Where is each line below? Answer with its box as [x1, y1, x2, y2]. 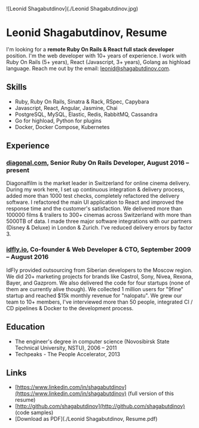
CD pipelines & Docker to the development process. [6, 304, 134, 311]
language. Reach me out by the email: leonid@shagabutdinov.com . [6, 65, 171, 72]
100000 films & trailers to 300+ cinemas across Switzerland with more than [6, 212, 192, 219]
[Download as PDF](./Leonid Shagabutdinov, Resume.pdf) [14, 415, 158, 423]
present [6, 166, 30, 175]
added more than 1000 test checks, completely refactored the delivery [6, 192, 180, 200]
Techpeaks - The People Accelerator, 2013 [14, 350, 121, 357]
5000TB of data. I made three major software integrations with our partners [6, 218, 192, 225]
